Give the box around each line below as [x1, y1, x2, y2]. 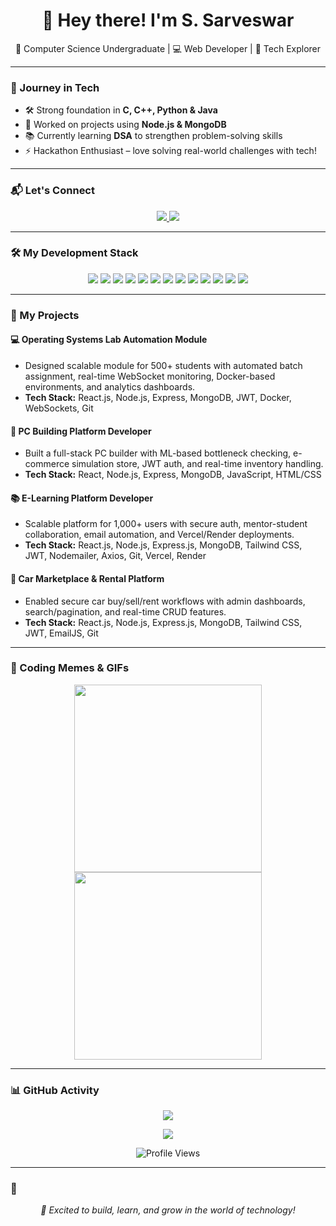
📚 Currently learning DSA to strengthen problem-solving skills [24, 130, 283, 142]
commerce [24, 458, 70, 470]
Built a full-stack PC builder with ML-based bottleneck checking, [24, 447, 292, 459]
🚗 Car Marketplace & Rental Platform [10, 572, 165, 584]
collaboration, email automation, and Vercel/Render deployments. [24, 529, 295, 541]
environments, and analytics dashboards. [24, 380, 196, 393]
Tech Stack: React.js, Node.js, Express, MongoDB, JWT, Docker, [24, 391, 292, 403]
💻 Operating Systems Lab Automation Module [10, 334, 208, 346]
